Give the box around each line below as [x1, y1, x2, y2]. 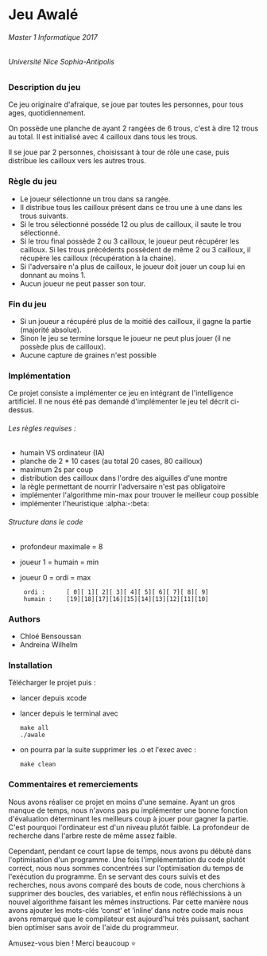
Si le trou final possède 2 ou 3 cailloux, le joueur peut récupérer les [19, 236, 240, 246]
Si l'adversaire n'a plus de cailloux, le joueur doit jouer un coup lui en [19, 261, 246, 271]
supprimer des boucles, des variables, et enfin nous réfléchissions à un [8, 888, 242, 898]
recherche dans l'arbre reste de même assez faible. [8, 830, 177, 841]
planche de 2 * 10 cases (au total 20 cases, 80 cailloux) [19, 456, 203, 466]
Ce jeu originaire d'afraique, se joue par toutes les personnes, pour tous [8, 100, 244, 109]
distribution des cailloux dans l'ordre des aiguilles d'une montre [19, 474, 228, 483]
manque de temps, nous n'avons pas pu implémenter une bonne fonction [8, 806, 249, 815]
